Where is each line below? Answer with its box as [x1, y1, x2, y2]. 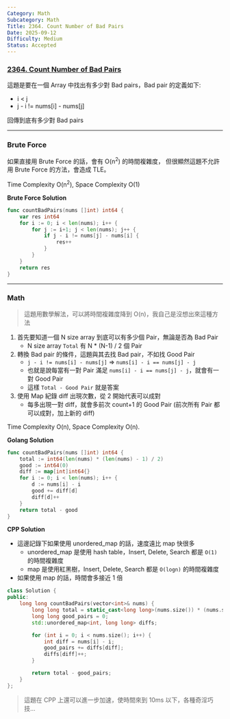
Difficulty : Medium [7, 36, 63, 43]
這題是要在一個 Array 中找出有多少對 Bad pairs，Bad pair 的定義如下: [7, 81, 201, 89]
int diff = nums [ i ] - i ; [43, 638, 115, 645]
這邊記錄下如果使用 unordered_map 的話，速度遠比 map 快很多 [16, 539, 195, 547]
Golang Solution [7, 436, 54, 444]
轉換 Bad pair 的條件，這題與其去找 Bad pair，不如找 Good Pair [16, 350, 195, 358]
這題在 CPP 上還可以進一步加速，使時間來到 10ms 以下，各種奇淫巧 [23, 696, 214, 704]
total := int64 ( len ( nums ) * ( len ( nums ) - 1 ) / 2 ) [19, 456, 164, 462]
